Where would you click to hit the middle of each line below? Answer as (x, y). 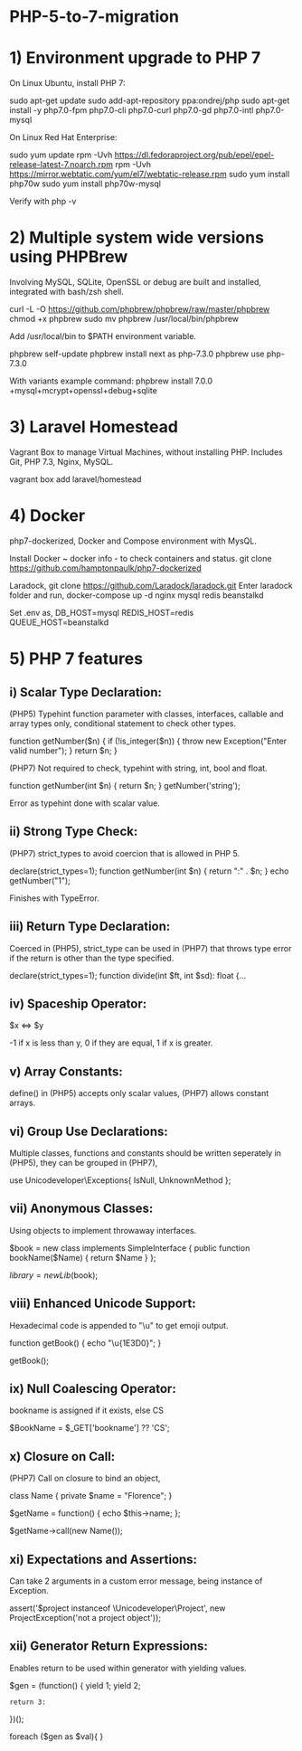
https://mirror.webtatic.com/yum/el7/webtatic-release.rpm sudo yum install (150, 175)
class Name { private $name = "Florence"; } (91, 1496)
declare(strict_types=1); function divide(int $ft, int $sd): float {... (128, 975)
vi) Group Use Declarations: (89, 1131)
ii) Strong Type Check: (74, 832)
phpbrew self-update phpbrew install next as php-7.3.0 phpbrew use (137, 354)
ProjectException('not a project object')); (85, 1618)
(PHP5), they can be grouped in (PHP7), (84, 1163)
